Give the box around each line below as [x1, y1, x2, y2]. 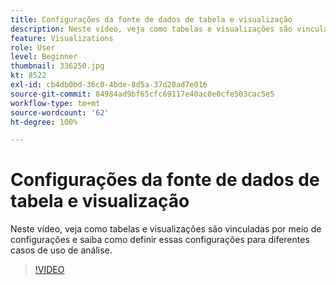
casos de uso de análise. [10, 244, 113, 256]
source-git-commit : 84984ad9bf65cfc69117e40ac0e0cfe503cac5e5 [10, 89, 275, 99]
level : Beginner [10, 52, 78, 62]
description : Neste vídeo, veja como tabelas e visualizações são [10, 24, 293, 34]
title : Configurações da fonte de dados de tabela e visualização [10, 14, 293, 25]
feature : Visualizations [10, 33, 114, 43]
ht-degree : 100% [10, 117, 78, 127]
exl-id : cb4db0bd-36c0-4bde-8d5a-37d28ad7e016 [10, 80, 208, 90]
